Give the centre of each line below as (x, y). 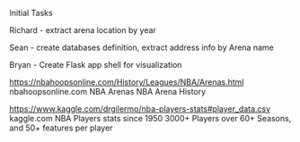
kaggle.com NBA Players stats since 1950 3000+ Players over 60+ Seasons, (150, 118)
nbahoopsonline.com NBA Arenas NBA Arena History (108, 92)
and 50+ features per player (61, 128)
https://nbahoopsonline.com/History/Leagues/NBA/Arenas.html (127, 82)
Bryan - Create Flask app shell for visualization (96, 65)
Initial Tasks (31, 13)
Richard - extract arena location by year (83, 30)
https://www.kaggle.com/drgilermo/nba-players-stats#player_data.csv (140, 109)
